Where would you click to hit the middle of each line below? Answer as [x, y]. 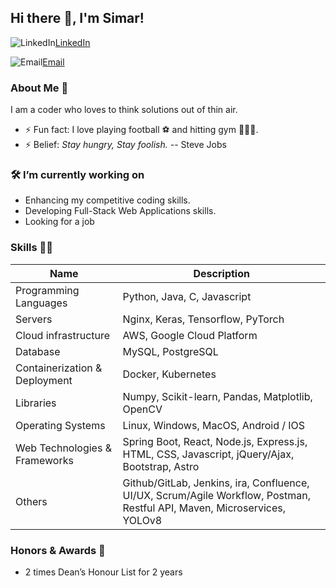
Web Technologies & [63, 448]
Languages [41, 303]
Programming [47, 290]
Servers [34, 319]
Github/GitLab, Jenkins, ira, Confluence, [216, 483]
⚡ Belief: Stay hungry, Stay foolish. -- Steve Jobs [125, 145]
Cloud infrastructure [63, 335]
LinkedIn [72, 42]
